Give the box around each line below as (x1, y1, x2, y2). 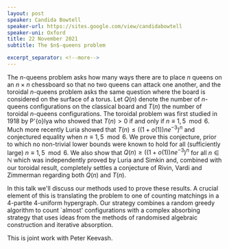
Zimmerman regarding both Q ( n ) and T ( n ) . (7, 171, 127, 179)
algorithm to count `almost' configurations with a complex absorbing (7, 206, 201, 215)
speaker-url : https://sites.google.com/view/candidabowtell (7, 23, 183, 29)
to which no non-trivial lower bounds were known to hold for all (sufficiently (7, 140, 221, 148)
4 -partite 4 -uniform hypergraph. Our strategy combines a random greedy (7, 199, 215, 207)
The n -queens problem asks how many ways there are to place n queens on (7, 73, 223, 81)
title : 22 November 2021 (7, 36, 78, 43)
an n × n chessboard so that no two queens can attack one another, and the (7, 80, 221, 88)
